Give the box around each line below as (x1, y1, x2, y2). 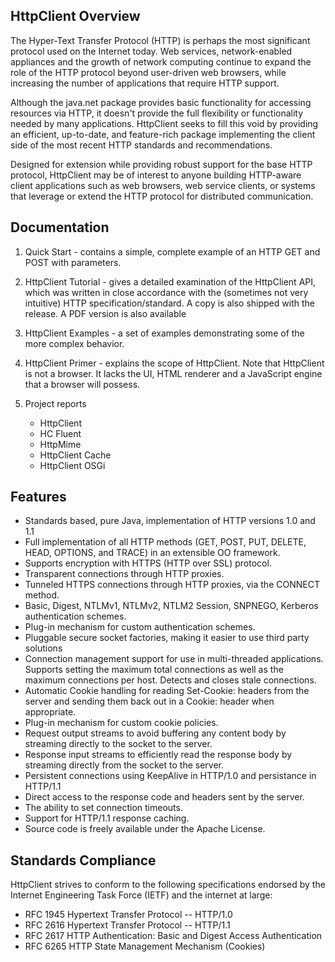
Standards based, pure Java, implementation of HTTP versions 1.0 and (24, 515, 316, 527)
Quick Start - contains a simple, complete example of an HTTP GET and (24, 245, 321, 258)
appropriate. (24, 706, 77, 718)
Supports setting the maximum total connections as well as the (24, 664, 284, 676)
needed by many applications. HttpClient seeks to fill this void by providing (10, 117, 319, 129)
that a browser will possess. (24, 378, 141, 390)
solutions (24, 642, 63, 654)
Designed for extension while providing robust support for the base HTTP (10, 158, 313, 170)
